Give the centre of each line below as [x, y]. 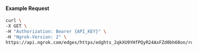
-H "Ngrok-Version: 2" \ [36, 37]
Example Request [27, 8]
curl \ [14, 21]
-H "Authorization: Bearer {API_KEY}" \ [56, 31]
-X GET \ [16, 26]
